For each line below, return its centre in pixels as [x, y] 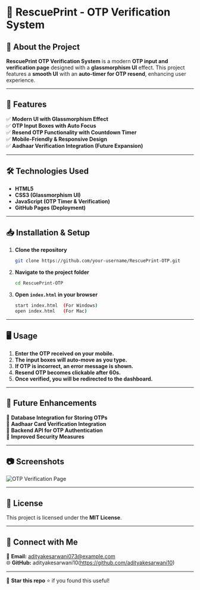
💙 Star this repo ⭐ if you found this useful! [58, 580]
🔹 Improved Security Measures [45, 436]
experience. [21, 80]
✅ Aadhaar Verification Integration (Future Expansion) [75, 146]
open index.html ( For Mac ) [51, 311]
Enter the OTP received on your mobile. [64, 353]
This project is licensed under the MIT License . [64, 518]
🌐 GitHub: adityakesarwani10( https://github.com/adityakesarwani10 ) [90, 563]
